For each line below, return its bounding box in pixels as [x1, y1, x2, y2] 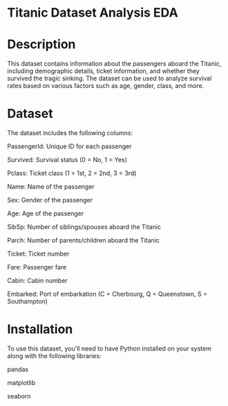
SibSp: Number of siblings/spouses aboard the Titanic [7, 223, 161, 231]
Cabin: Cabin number [7, 276, 68, 285]
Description [7, 37, 76, 53]
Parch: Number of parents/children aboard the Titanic [7, 236, 160, 245]
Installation [7, 321, 73, 337]
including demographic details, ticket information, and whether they [7, 67, 200, 76]
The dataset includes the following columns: [7, 129, 133, 137]
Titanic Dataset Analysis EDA [7, 5, 178, 21]
